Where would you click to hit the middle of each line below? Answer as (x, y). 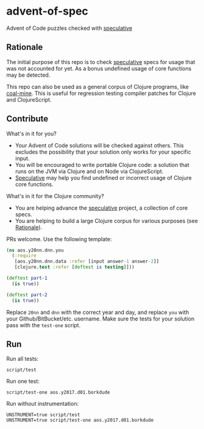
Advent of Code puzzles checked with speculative (69, 28)
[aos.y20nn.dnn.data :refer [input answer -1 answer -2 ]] (87, 261)
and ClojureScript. (29, 99)
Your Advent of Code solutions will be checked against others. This (99, 145)
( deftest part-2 (27, 295)
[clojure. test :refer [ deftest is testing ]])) (75, 267)
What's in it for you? (31, 133)
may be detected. (28, 75)
